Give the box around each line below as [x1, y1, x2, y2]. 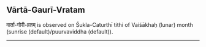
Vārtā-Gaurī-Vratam [6, 5, 85, 15]
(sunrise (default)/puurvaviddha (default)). [6, 27, 113, 35]
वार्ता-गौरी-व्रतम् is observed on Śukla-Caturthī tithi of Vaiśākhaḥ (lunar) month [6, 21, 193, 28]
